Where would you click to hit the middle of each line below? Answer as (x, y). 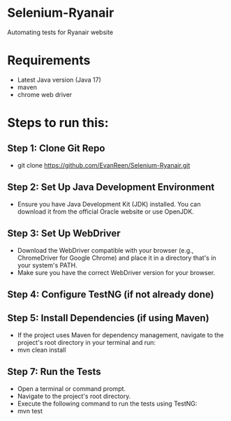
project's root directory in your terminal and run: (86, 342)
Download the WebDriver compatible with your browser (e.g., (105, 250)
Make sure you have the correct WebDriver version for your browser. (116, 272)
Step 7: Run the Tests (54, 372)
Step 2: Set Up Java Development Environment (111, 187)
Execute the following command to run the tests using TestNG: (107, 404)
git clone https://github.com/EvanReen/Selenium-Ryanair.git (104, 165)
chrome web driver (45, 94)
